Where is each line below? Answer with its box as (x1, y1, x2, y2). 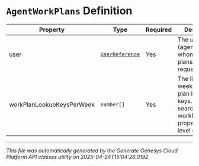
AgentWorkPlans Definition (6, 4, 133, 18)
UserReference (100, 51, 140, 57)
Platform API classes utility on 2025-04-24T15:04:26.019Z (6, 153, 149, 160)
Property (39, 25, 65, 34)
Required (146, 25, 172, 34)
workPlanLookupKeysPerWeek (9, 100, 95, 109)
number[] (100, 101, 126, 108)
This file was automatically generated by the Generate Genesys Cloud (6, 147, 178, 154)
